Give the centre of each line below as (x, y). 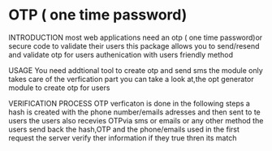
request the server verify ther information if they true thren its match (123, 138)
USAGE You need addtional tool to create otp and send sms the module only (136, 70)
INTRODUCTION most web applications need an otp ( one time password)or (136, 37)
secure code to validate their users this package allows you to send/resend (134, 45)
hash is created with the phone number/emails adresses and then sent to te (135, 112)
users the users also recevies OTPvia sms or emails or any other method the (136, 120)
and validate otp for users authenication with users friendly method (121, 54)
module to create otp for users (59, 88)
